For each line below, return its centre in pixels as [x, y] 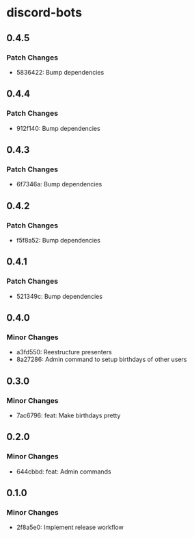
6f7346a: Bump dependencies [59, 184]
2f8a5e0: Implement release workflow [70, 527]
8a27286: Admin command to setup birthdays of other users [101, 359]
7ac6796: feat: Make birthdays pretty [68, 415]
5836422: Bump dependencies [60, 72]
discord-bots [44, 13]
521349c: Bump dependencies [59, 296]
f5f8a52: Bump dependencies [58, 240]
